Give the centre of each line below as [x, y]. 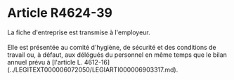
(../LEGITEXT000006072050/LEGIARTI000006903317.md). [93, 69]
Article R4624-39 [60, 13]
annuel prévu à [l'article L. [45, 62]
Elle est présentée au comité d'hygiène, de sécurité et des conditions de [112, 47]
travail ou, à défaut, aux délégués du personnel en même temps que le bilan [117, 55]
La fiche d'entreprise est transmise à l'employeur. [79, 32]
